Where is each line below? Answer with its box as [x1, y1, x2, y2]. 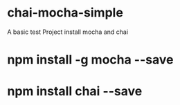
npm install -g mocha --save [7, 52, 174, 68]
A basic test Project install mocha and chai [7, 28, 129, 36]
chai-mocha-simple [7, 5, 123, 21]
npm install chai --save [7, 84, 143, 99]
